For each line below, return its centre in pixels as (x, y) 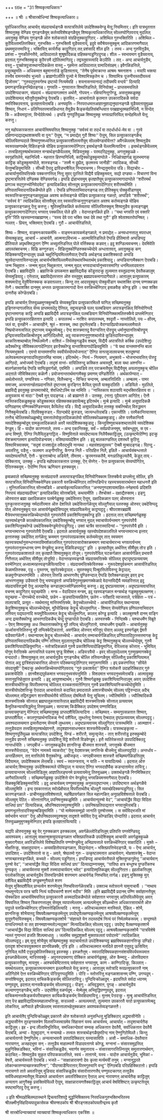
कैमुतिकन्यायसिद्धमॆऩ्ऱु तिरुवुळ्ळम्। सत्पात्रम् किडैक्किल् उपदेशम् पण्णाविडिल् (61, 707)
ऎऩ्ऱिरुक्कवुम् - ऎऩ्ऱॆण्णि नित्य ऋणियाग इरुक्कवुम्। (42, 467)
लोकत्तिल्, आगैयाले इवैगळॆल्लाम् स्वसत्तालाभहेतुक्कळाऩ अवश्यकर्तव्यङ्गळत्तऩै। (63, 1007)
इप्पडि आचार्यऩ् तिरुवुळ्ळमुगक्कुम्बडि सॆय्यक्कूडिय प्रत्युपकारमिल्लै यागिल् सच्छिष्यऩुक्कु (68, 303)
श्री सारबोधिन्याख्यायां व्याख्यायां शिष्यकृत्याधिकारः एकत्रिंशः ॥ (50, 1112)
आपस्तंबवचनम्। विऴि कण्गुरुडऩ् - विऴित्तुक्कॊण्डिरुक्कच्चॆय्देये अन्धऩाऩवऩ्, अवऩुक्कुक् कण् (73, 249)
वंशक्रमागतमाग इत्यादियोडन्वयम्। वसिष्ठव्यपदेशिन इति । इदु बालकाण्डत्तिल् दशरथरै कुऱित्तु (72, 440)
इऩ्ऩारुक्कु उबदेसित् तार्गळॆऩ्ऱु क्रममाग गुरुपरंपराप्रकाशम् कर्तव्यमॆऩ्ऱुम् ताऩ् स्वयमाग (64, 537)
